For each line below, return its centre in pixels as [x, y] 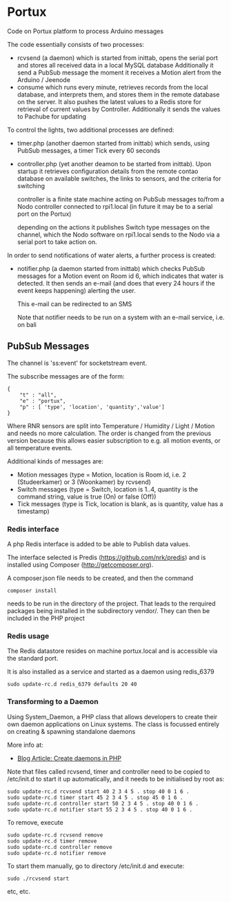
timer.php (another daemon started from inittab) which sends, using [113, 143]
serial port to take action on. [57, 241]
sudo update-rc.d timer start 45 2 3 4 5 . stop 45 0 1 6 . [96, 797]
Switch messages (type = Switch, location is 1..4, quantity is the [108, 489]
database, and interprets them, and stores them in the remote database [118, 94]
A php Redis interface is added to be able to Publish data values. [99, 544]
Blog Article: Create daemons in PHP [69, 758]
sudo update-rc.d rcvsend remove [55, 835]
